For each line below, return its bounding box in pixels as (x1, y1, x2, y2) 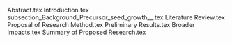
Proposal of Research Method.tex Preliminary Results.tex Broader (7, 21, 195, 28)
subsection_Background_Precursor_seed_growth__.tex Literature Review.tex (7, 13, 225, 21)
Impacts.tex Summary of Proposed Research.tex (7, 28, 146, 36)
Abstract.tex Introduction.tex (7, 6, 89, 14)
